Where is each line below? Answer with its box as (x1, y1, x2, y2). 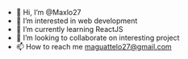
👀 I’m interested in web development (15, 16, 138, 26)
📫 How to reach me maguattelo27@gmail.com (15, 42, 172, 51)
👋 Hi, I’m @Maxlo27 (15, 8, 81, 17)
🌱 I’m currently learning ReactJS (15, 25, 123, 33)
